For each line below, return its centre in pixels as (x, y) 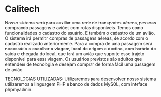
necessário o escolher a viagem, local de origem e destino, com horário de (80, 48)
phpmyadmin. (19, 89)
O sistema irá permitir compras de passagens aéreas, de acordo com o (77, 38)
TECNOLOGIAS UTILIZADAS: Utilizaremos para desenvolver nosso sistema (80, 79)
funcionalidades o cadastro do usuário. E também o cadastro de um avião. (80, 33)
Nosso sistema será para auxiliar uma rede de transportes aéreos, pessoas (81, 23)
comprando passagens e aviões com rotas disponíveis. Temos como (74, 27)
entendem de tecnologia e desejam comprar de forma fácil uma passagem (80, 64)
